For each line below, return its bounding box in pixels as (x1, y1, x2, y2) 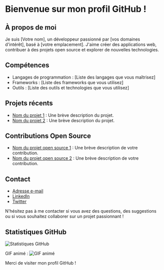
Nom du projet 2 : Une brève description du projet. (12, 117, 115, 123)
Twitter (12, 199, 27, 205)
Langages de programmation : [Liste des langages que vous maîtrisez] (12, 74, 156, 80)
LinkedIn (12, 193, 30, 199)
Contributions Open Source (5, 132, 91, 140)
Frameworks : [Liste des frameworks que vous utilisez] (12, 79, 124, 85)
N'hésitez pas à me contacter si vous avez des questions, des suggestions (5, 208, 157, 214)
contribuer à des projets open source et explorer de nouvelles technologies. (5, 47, 159, 52)
